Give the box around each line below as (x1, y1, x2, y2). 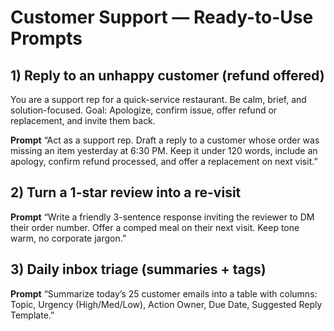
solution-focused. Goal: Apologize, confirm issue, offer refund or (10, 104, 278, 116)
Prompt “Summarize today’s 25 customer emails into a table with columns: (10, 287, 318, 300)
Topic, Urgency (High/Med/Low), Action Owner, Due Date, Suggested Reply (10, 298, 323, 310)
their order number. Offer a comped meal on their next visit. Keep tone (10, 221, 300, 233)
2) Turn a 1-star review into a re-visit (10, 184, 242, 201)
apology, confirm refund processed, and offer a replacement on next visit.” (10, 156, 318, 167)
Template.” (10, 309, 55, 321)
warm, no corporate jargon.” (10, 232, 127, 244)
